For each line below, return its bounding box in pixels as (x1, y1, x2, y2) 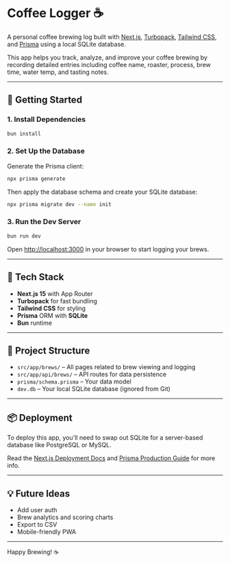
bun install (7, 130, 41, 137)
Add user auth (16, 505, 57, 514)
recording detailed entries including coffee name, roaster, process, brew (7, 60, 211, 68)
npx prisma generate (7, 175, 66, 182)
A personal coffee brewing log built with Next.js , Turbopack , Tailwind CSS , (7, 32, 217, 41)
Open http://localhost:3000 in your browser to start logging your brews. (7, 245, 209, 253)
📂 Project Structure (7, 345, 90, 356)
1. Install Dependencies (7, 114, 86, 124)
